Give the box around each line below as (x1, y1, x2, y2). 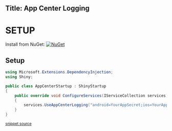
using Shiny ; (5, 74, 33, 80)
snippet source (5, 121, 32, 126)
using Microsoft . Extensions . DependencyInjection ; (5, 70, 114, 75)
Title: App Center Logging (5, 4, 90, 13)
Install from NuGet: (5, 41, 45, 47)
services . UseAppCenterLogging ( (24, 102, 91, 108)
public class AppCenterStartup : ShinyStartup (5, 84, 106, 89)
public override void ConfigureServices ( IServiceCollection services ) (14, 93, 168, 98)
